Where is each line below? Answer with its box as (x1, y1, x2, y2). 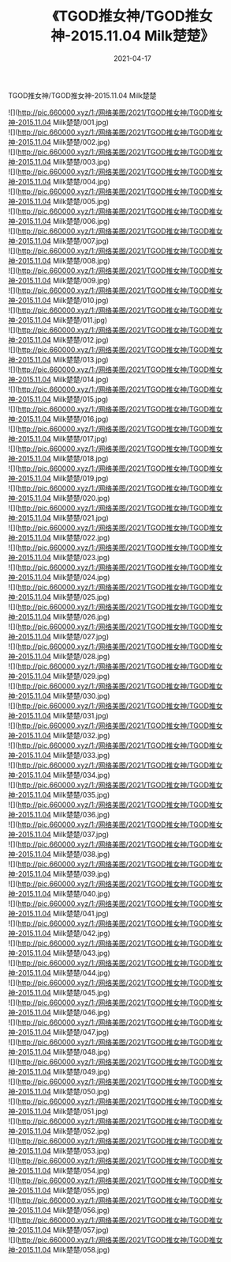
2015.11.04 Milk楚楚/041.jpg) (17, 908, 109, 918)
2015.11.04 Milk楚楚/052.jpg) (17, 1126, 110, 1135)
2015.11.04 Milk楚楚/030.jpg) (17, 691, 110, 700)
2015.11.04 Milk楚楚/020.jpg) (17, 493, 110, 502)
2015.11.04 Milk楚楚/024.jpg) (17, 572, 110, 582)
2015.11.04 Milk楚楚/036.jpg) (17, 809, 110, 819)
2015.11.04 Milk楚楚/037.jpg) (17, 829, 110, 839)
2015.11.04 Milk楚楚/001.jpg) (17, 117, 109, 127)
